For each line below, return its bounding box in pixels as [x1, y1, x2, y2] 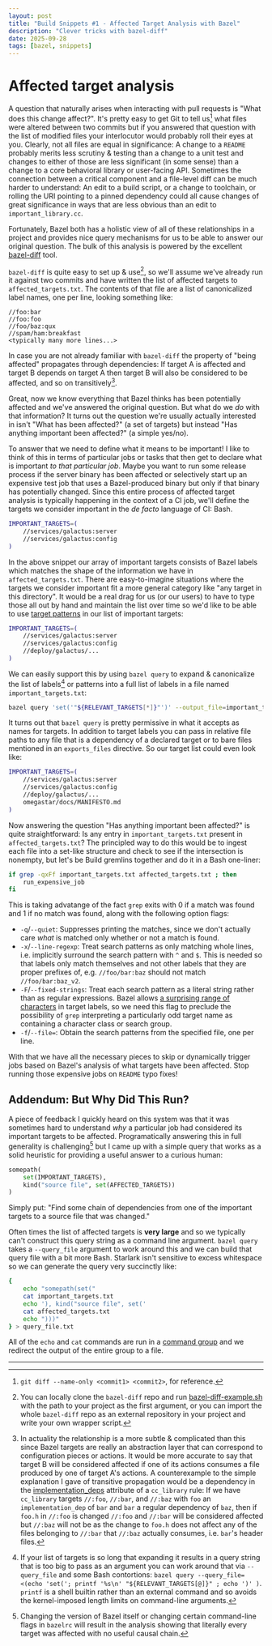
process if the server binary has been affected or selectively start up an [8, 470, 248, 480]
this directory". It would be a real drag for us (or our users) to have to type [8, 591, 255, 601]
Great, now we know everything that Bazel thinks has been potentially [8, 394, 241, 403]
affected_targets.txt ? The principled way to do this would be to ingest [8, 838, 248, 847]
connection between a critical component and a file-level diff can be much [8, 173, 257, 183]
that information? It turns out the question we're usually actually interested [8, 411, 257, 421]
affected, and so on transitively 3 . [8, 377, 117, 388]
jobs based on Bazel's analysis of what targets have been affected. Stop [8, 1060, 249, 1070]
